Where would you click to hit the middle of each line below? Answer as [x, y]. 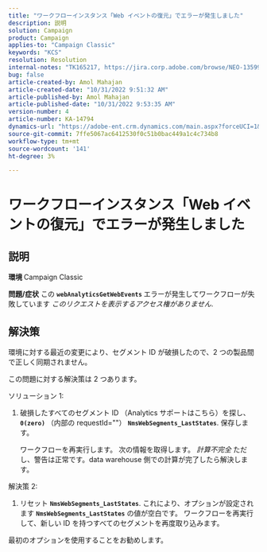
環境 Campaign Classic [46, 277]
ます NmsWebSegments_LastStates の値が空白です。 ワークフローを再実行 [137, 513]
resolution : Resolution [48, 60]
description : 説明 [37, 23]
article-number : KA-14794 [51, 119]
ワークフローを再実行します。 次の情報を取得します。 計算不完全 [126, 449]
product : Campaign [39, 38]
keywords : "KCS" [35, 52]
